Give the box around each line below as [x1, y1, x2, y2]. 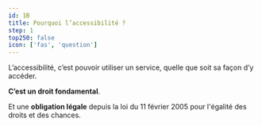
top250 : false [8, 33, 56, 42]
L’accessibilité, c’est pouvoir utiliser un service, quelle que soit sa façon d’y [8, 63, 254, 72]
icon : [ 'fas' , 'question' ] [8, 41, 98, 49]
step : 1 [8, 26, 34, 34]
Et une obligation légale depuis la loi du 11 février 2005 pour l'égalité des [8, 102, 248, 112]
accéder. [8, 71, 37, 81]
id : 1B [8, 11, 30, 20]
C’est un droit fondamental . [8, 86, 101, 96]
